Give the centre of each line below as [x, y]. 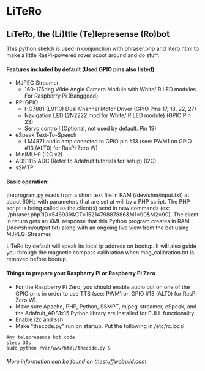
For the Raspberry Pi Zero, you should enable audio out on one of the [102, 287]
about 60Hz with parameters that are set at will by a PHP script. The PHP [98, 202]
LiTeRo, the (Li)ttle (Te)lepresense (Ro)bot [88, 34]
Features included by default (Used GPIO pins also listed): [81, 69]
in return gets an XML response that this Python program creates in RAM [98, 221]
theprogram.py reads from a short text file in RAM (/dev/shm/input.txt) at [98, 195]
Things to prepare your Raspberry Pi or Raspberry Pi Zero [81, 273]
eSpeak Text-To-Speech [46, 135]
